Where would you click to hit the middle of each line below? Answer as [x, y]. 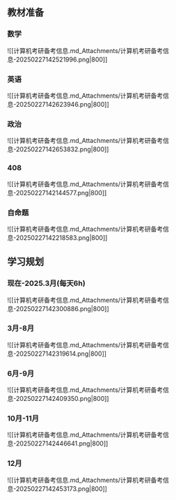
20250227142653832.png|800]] [62, 149]
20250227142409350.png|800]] [62, 399]
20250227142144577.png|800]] [61, 192]
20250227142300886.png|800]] [62, 308]
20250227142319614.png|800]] [61, 354]
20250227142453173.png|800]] [62, 488]
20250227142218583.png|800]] [62, 237]
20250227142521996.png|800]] [62, 59]
